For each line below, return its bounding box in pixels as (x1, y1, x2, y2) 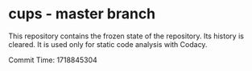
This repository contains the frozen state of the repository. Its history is (8, 31, 244, 41)
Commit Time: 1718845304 (8, 55, 98, 65)
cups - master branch (8, 5, 156, 23)
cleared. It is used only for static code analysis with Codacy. (8, 39, 208, 49)
